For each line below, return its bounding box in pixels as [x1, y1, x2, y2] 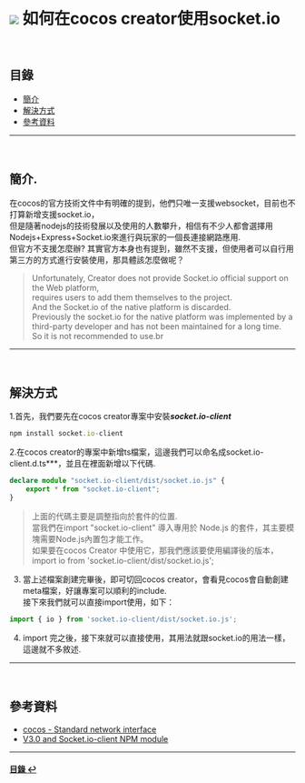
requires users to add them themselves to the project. [31, 292, 233, 303]
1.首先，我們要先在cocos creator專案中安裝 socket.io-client [9, 411, 231, 422]
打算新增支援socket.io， [9, 208, 100, 219]
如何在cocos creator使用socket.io [22, 8, 281, 29]
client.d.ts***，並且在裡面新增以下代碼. [9, 458, 156, 469]
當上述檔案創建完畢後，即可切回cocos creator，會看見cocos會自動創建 [22, 574, 289, 585]
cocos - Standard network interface [22, 724, 157, 735]
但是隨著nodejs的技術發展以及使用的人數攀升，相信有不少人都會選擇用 [9, 220, 274, 231]
